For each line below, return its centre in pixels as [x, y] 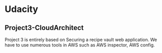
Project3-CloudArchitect [44, 28]
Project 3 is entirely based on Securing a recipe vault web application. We [81, 39]
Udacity [22, 9]
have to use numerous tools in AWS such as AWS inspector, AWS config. [80, 45]
